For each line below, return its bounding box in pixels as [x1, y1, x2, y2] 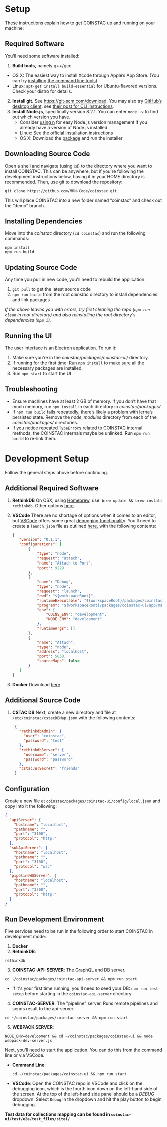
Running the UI [5, 331, 52, 340]
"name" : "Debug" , [37, 579, 73, 585]
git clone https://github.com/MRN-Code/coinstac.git [5, 188, 117, 193]
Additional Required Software [5, 484, 99, 493]
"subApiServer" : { [9, 845, 48, 851]
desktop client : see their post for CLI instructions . [12, 103, 114, 109]
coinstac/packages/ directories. [12, 419, 78, 425]
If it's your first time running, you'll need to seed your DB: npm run [12, 985, 147, 991]
